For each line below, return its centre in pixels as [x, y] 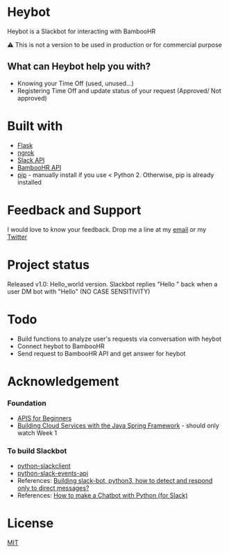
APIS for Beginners [44, 418]
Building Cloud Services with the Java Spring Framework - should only [118, 425]
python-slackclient [44, 466]
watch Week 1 [37, 433]
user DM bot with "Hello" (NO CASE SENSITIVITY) [79, 291]
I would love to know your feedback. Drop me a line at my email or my [107, 229]
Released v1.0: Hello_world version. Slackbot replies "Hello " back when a [112, 284]
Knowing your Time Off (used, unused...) [75, 83]
